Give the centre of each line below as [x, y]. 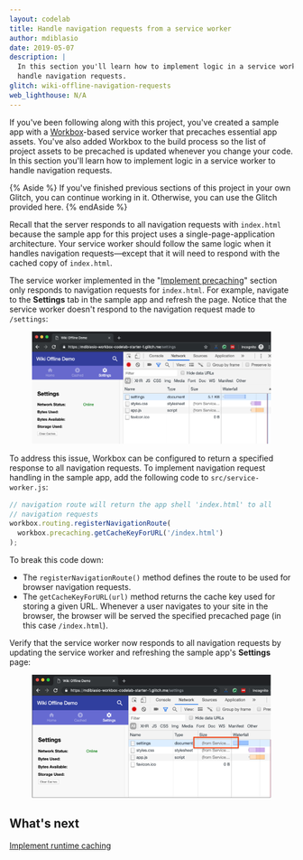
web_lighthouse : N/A [48, 95]
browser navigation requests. [77, 587]
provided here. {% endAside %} [69, 207]
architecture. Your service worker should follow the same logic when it [140, 243]
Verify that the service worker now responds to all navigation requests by [145, 643]
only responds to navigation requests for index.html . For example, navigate [149, 290]
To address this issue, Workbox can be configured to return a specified [142, 458]
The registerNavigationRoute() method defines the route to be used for [156, 577]
